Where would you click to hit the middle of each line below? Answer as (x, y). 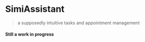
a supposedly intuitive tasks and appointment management (79, 23)
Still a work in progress (30, 34)
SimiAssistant (35, 9)
